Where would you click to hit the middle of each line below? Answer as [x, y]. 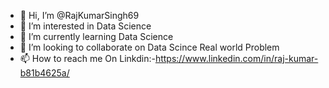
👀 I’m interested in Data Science [85, 26]
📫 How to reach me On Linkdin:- [87, 58]
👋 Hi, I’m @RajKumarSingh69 [79, 15]
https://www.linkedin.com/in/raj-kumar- [236, 58]
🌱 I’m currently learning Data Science [96, 36]
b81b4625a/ [44, 73]
